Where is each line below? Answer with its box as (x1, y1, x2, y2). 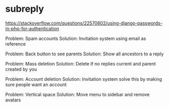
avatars (5, 97, 21, 103)
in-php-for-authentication (5, 25, 60, 31)
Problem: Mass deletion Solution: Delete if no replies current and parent (5, 60, 156, 67)
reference (5, 40, 26, 47)
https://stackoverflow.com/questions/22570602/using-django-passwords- (5, 20, 162, 26)
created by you (5, 66, 37, 72)
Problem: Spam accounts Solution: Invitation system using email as (5, 35, 147, 41)
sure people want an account (5, 81, 67, 88)
